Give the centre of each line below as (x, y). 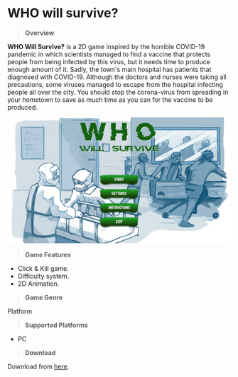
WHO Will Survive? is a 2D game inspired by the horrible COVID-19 (106, 46)
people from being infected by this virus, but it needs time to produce (109, 61)
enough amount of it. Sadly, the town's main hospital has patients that (109, 69)
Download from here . (38, 367)
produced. (22, 107)
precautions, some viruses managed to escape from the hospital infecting (115, 84)
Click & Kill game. (43, 269)
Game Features (48, 255)
